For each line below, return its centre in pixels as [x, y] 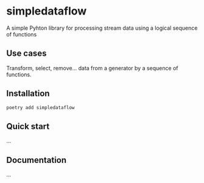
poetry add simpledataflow [40, 107]
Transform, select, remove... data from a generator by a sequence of [92, 68]
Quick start [28, 126]
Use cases [26, 54]
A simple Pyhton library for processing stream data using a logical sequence [102, 28]
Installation [28, 94]
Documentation [37, 160]
